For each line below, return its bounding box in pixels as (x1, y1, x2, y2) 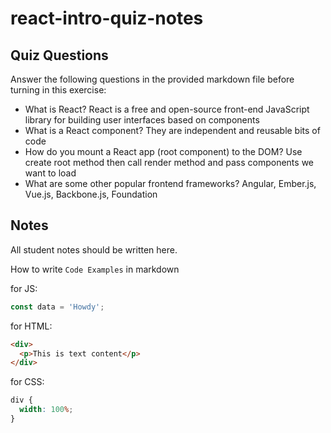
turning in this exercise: (10, 84, 107, 96)
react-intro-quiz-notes (10, 7, 204, 30)
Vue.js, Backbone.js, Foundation (24, 188, 158, 200)
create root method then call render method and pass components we (24, 157, 315, 168)
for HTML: (10, 320, 53, 332)
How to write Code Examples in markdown (10, 263, 180, 275)
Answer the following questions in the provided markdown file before (10, 73, 295, 85)
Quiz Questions (10, 47, 109, 64)
